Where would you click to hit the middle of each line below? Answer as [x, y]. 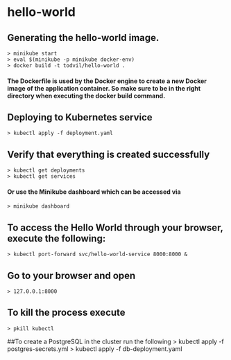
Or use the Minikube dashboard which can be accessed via [94, 192]
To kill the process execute [67, 313]
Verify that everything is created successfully [109, 154]
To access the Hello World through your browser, [115, 227]
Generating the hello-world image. [83, 38]
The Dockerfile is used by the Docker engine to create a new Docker [107, 81]
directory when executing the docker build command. [86, 96]
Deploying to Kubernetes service [80, 117]
